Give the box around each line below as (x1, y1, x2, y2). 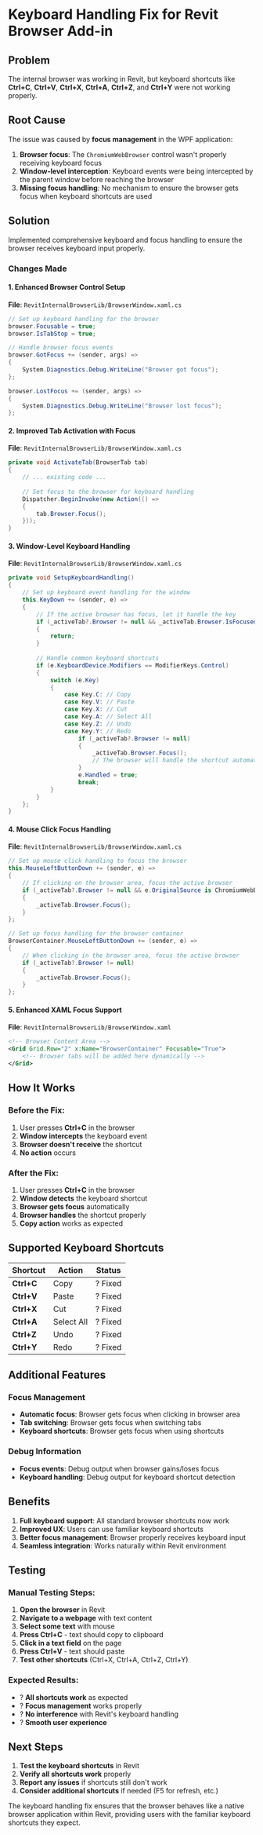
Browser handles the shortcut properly (19, 1210, 146, 1219)
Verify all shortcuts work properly (19, 1769, 131, 1779)
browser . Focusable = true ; (8, 322, 96, 331)
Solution (8, 214, 50, 228)
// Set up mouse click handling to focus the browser (8, 857, 188, 865)
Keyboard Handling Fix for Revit (8, 5, 219, 24)
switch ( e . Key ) (49, 676, 100, 684)
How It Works (8, 1081, 76, 1095)
